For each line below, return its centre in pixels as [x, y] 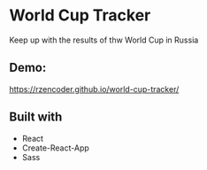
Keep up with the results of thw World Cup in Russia [104, 40]
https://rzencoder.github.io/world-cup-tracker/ [94, 89]
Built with [36, 117]
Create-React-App [56, 148]
